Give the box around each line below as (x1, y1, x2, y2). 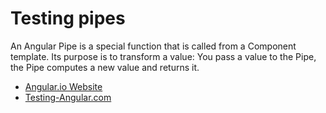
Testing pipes (10, 7, 126, 30)
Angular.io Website (24, 80, 103, 92)
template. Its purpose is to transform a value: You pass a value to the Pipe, (10, 50, 317, 62)
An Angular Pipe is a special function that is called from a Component (10, 40, 297, 52)
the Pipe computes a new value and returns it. (10, 61, 200, 73)
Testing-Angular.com (24, 91, 112, 103)
